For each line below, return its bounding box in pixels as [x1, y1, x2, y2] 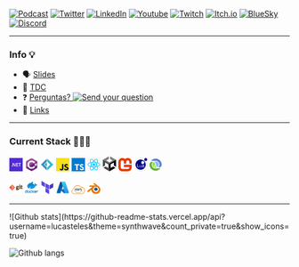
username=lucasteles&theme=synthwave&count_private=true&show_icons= [9, 221, 290, 231]
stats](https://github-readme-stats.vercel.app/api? [40, 211, 226, 222]
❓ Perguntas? [21, 92, 71, 102]
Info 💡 [9, 48, 36, 61]
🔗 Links [21, 105, 50, 116]
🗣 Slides [21, 69, 56, 80]
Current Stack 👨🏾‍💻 [9, 135, 92, 148]
